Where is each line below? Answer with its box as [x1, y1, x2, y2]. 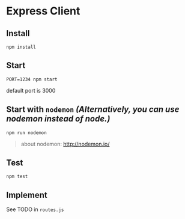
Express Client [6, 4, 80, 18]
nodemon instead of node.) [6, 114, 111, 124]
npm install [6, 44, 36, 50]
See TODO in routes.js [6, 206, 64, 213]
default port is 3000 [6, 87, 56, 94]
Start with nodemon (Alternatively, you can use [6, 104, 180, 115]
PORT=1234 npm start [6, 76, 58, 82]
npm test [6, 173, 28, 180]
